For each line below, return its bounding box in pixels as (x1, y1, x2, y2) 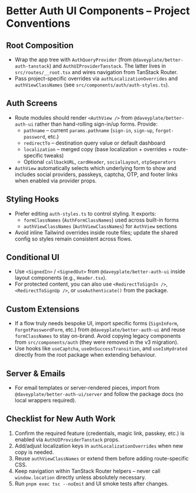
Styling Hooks (6, 194, 59, 204)
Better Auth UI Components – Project (6, 4, 190, 18)
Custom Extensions (6, 304, 80, 314)
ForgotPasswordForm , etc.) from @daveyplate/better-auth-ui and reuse (14, 326, 185, 333)
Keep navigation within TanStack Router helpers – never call (14, 467, 161, 475)
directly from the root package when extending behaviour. (14, 351, 156, 358)
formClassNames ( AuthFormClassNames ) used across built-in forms (23, 216, 179, 223)
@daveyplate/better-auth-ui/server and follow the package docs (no (14, 390, 184, 398)
